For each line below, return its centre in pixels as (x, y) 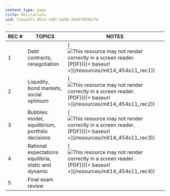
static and (39, 165)
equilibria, (39, 159)
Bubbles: (38, 112)
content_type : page (26, 10)
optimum (38, 101)
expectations (43, 152)
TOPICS (45, 37)
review (36, 186)
